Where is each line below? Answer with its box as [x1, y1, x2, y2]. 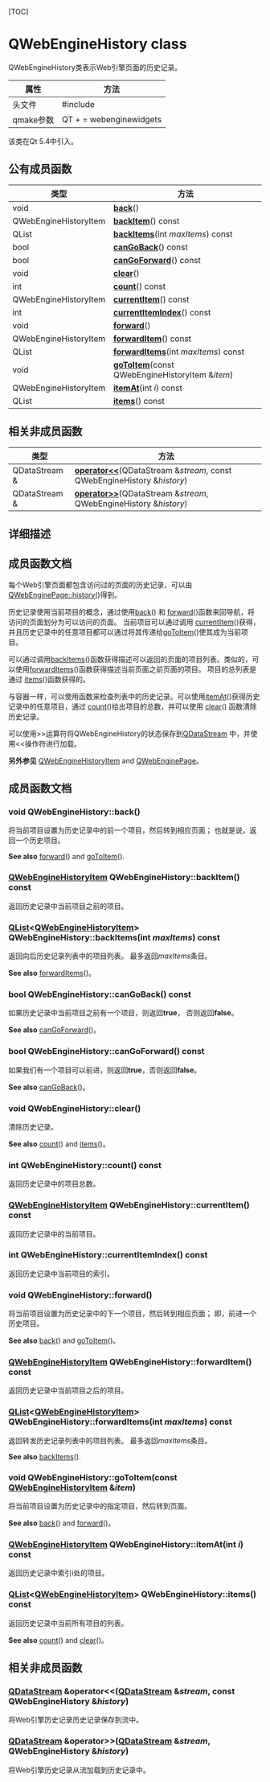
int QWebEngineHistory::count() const [8, 1159, 162, 1171]
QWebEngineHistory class [8, 35, 187, 53]
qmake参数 [12, 114, 55, 126]
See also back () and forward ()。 [8, 1518, 116, 1528]
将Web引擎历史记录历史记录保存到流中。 [8, 1715, 143, 1725]
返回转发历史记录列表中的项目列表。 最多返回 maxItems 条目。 [8, 1435, 212, 1445]
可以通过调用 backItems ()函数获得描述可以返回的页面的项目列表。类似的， [8, 654, 252, 664]
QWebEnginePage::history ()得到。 [8, 590, 122, 599]
